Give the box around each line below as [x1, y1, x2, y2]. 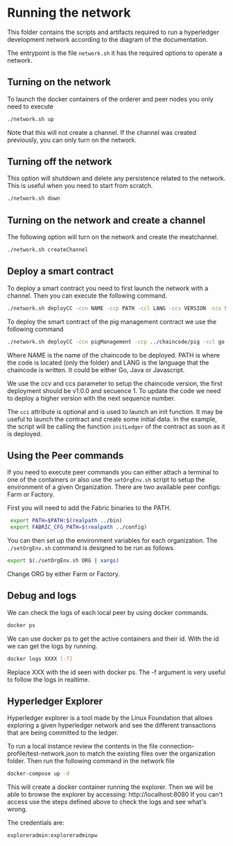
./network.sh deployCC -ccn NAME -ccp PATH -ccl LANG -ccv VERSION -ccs [7, 305, 222, 312]
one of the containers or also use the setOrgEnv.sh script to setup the [7, 475, 205, 484]
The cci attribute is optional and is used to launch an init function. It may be [7, 407, 223, 415]
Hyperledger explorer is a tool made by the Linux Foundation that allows [7, 714, 213, 722]
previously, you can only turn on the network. [7, 136, 137, 144]
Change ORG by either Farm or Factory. [7, 570, 120, 578]
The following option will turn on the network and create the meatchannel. [7, 233, 218, 241]
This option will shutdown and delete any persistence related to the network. [7, 174, 226, 182]
